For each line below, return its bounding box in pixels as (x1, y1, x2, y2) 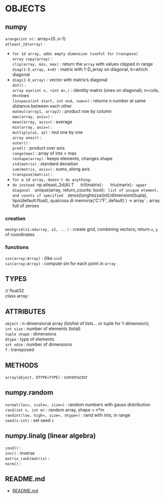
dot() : (12, 82, 26, 88)
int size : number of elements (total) (5, 326, 81, 332)
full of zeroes (12, 203, 39, 208)
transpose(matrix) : (12, 171, 53, 177)
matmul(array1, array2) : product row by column (12, 108, 112, 114)
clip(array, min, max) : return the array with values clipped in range (12, 61, 153, 67)
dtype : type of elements (5, 336, 54, 342)
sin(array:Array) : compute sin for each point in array (5, 260, 116, 266)
